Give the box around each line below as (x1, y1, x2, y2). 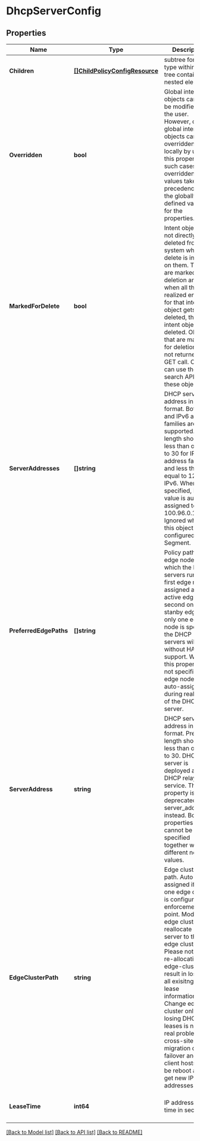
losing (164, 1014, 182, 1022)
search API (164, 373, 195, 381)
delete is (164, 254, 188, 261)
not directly (164, 231, 196, 239)
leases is (164, 1022, 189, 1030)
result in (164, 969, 187, 978)
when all (164, 283, 187, 291)
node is (164, 623, 185, 631)
